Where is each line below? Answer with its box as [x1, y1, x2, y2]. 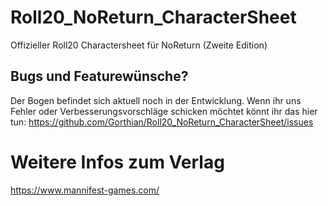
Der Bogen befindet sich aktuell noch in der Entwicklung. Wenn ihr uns [10, 94, 302, 106]
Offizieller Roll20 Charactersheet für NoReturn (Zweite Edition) [10, 39, 268, 51]
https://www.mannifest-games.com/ [10, 184, 160, 196]
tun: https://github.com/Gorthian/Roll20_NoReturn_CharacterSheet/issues [10, 116, 314, 128]
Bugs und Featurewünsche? [10, 68, 189, 85]
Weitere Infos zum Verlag [10, 151, 225, 173]
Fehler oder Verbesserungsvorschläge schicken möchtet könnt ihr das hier [10, 105, 318, 117]
